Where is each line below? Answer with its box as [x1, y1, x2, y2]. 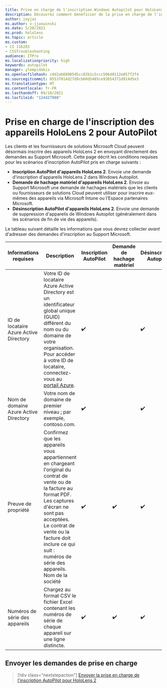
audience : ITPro [5, 53, 39, 59]
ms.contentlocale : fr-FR [5, 85, 57, 91]
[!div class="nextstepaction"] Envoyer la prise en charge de [17, 672, 140, 678]
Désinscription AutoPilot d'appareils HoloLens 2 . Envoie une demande [12, 206, 160, 212]
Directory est [43, 289, 74, 296]
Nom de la [43, 572, 68, 579]
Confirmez [43, 429, 69, 436]
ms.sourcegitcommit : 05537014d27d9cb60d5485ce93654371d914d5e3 [5, 76, 139, 81]
